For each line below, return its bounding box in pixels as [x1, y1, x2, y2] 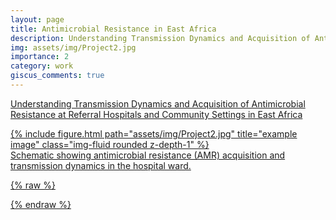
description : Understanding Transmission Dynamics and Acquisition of [10, 33, 311, 43]
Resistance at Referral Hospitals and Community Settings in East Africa [10, 108, 303, 120]
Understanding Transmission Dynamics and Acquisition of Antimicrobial [10, 97, 306, 110]
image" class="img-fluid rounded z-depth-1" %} [10, 138, 210, 150]
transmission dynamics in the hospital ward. [10, 159, 192, 171]
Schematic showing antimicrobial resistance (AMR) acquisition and [10, 149, 286, 161]
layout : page [10, 14, 65, 25]
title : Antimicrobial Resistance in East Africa [10, 24, 217, 34]
